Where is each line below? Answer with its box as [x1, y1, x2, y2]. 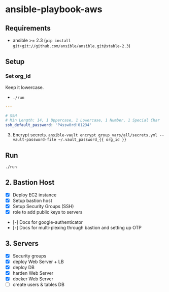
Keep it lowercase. [5, 84, 44, 90]
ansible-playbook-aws [5, 4, 103, 15]
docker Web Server [12, 276, 53, 282]
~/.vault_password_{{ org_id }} [58, 137, 127, 142]
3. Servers [5, 239, 39, 248]
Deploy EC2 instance [12, 192, 57, 198]
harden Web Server [12, 270, 54, 276]
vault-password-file [12, 137, 56, 142]
